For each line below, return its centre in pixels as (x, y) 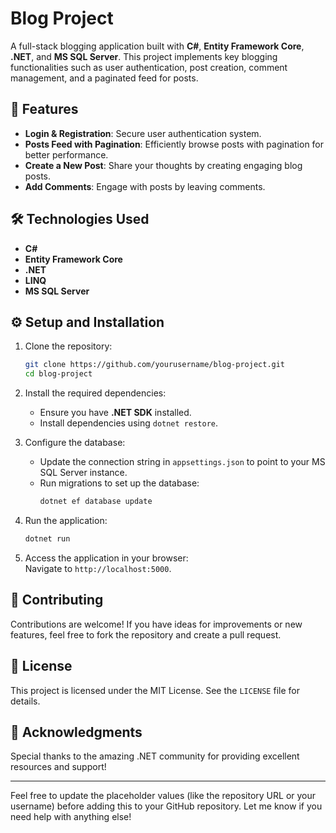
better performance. (66, 154)
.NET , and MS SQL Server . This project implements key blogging (144, 56)
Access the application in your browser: (106, 558)
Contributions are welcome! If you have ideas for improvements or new (156, 624)
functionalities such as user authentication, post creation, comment (149, 67)
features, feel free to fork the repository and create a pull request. (146, 634)
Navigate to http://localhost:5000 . (98, 568)
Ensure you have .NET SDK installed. (115, 413)
